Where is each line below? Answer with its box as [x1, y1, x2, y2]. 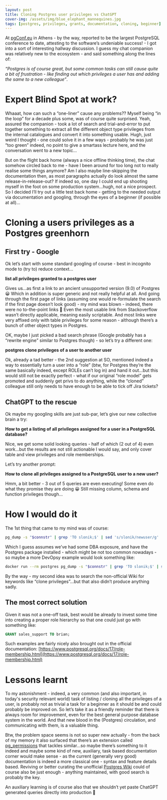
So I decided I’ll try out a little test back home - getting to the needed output [5, 189, 161, 195]
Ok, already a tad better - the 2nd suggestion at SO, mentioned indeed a [5, 357, 153, 363]
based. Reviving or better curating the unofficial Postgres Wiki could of [5, 764, 150, 770]
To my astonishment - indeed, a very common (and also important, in [5, 691, 147, 697]
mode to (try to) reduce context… [5, 266, 74, 272]
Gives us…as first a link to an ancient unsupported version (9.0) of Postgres [5, 285, 160, 291]
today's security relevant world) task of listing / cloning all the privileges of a [5, 696, 162, 702]
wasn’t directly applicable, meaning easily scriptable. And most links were [5, 312, 157, 318]
